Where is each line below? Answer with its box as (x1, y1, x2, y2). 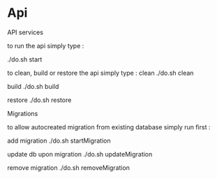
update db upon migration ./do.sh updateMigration (7, 150, 153, 158)
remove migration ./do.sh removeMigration (7, 163, 130, 172)
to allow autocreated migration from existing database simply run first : (7, 122, 211, 131)
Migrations (7, 109, 38, 117)
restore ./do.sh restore (7, 96, 72, 104)
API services (7, 28, 44, 36)
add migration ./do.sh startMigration (7, 136, 111, 145)
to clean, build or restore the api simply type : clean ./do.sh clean (7, 69, 194, 77)
